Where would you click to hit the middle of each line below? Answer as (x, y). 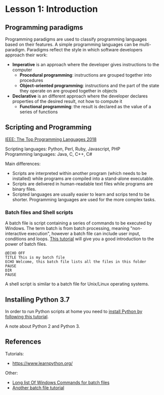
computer (22, 70)
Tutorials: (15, 353)
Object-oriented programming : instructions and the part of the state (89, 86)
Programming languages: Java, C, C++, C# (49, 154)
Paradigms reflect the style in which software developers (85, 50)
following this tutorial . (27, 316)
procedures (31, 80)
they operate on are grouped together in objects (68, 91)
